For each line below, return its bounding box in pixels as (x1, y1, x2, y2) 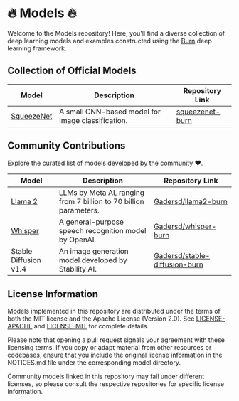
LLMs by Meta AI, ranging (59, 187, 144, 197)
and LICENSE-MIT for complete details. (33, 322, 149, 331)
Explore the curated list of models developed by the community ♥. (7, 159, 203, 167)
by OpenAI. (59, 235, 97, 245)
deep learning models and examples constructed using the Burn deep (7, 36, 212, 45)
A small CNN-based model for (59, 107, 161, 117)
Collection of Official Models (7, 65, 137, 77)
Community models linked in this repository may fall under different (7, 372, 205, 381)
